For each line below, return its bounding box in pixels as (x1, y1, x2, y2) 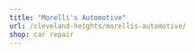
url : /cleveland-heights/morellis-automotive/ (9, 22, 187, 31)
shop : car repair (9, 30, 75, 39)
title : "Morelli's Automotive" (9, 13, 127, 22)
